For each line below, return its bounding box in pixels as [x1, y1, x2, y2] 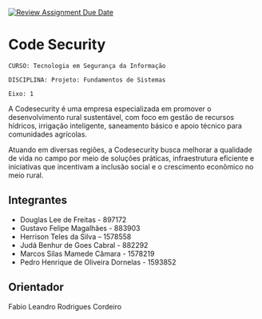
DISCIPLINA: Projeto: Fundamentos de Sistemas [8, 76, 166, 84]
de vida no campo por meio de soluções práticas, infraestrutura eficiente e [8, 153, 255, 163]
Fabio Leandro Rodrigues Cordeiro [8, 301, 122, 311]
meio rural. [8, 170, 44, 180]
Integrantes [8, 193, 68, 207]
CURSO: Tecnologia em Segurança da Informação [8, 62, 166, 70]
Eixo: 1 [8, 90, 34, 98]
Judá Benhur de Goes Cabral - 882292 [19, 240, 149, 249]
